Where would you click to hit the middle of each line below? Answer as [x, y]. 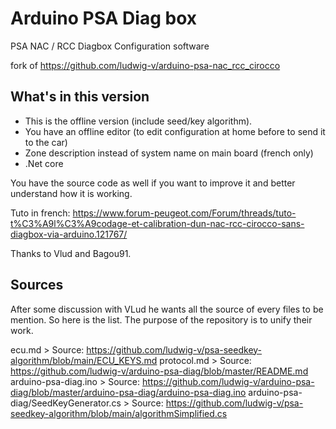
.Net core [44, 163]
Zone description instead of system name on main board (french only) [169, 153]
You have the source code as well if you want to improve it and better [153, 183]
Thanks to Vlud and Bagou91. [71, 253]
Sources [37, 285]
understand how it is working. [71, 193]
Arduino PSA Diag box [104, 18]
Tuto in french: [40, 213]
